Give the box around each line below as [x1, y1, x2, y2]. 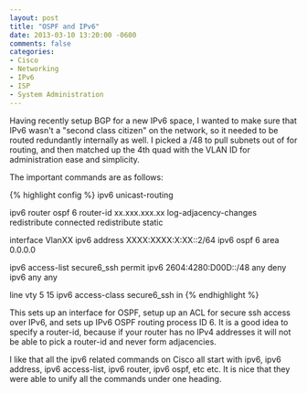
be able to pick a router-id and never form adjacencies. [9, 335, 217, 347]
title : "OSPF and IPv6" [9, 22, 101, 31]
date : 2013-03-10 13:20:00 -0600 [9, 30, 137, 39]
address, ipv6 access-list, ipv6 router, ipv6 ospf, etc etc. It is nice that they [9, 363, 291, 375]
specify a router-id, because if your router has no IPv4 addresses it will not [9, 326, 291, 337]
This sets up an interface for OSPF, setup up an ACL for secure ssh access [9, 307, 291, 318]
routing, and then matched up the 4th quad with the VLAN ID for [9, 143, 251, 155]
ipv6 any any [9, 271, 58, 282]
